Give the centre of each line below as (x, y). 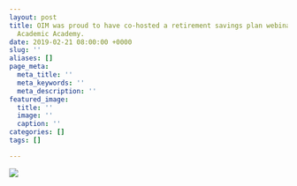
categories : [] (37, 132)
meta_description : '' (57, 91)
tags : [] (25, 140)
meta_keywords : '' (51, 83)
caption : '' (39, 124)
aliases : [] (31, 58)
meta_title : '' (45, 75)
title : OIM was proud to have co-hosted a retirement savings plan (136, 26)
